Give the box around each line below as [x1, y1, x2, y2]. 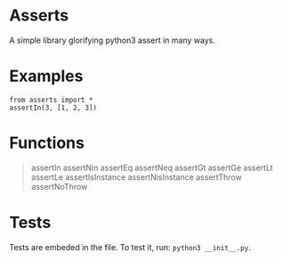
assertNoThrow [30, 181, 88, 192]
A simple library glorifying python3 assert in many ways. [9, 35, 216, 45]
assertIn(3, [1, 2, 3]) [9, 103, 98, 112]
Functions [9, 133, 85, 153]
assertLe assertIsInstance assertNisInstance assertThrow [30, 171, 242, 183]
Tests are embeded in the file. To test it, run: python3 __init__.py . [9, 241, 251, 252]
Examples [9, 66, 84, 86]
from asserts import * [9, 95, 93, 104]
